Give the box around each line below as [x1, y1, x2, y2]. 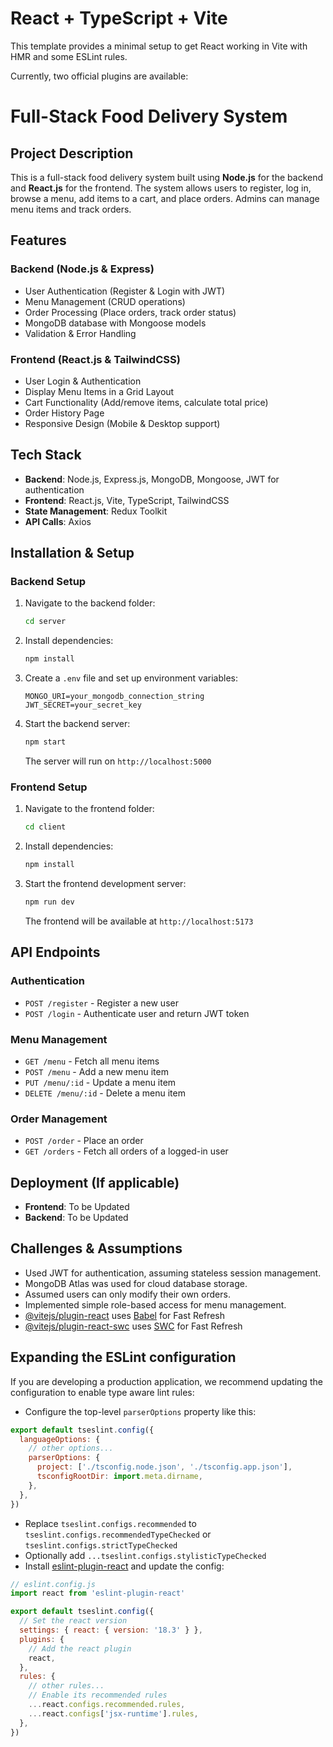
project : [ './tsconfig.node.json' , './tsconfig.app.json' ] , [36, 1462, 293, 1472]
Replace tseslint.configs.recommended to [24, 1517, 197, 1529]
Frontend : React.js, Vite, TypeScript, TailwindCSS [24, 494, 230, 506]
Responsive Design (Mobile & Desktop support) [24, 417, 221, 429]
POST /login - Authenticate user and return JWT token [24, 1007, 250, 1019]
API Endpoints [10, 944, 101, 961]
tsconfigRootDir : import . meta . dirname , [36, 1472, 203, 1482]
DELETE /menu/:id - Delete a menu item [24, 1087, 186, 1099]
